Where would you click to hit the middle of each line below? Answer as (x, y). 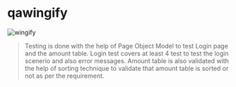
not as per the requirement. (64, 76)
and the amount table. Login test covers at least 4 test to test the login (126, 53)
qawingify (38, 13)
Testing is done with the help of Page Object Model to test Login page (126, 46)
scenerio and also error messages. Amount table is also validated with (127, 60)
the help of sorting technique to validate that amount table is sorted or (126, 68)
